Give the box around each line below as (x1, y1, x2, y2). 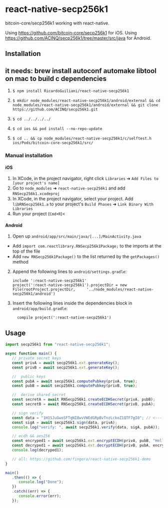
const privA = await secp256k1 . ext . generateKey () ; (11, 360, 120, 365)
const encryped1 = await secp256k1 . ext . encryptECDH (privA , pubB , (11, 438, 151, 443)
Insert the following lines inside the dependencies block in (12, 300, 132, 306)
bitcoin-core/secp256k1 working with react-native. (5, 20, 109, 26)
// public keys (11, 374, 46, 379)
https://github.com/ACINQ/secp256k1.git (12, 107, 98, 112)
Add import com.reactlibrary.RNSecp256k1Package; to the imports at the (12, 243, 161, 249)
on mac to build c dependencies (5, 74, 106, 83)
